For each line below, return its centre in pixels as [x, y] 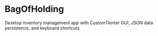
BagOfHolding [34, 9]
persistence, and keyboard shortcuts [42, 28]
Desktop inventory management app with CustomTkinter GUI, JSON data [79, 23]
